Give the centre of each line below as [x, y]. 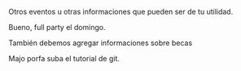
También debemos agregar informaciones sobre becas [101, 43]
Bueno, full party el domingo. [57, 27]
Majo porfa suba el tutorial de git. [64, 58]
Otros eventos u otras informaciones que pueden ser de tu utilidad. [121, 12]
